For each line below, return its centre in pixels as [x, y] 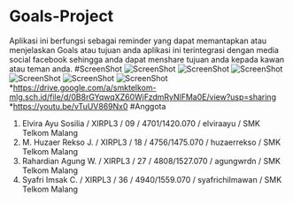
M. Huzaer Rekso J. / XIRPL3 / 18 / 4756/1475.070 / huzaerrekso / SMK [151, 142]
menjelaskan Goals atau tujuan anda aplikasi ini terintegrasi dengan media [144, 49]
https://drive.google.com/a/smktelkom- [85, 87]
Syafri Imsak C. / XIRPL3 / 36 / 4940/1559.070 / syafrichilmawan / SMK [152, 179]
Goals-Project [62, 16]
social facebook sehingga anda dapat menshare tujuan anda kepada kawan [147, 59]
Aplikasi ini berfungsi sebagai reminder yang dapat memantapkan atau [138, 41]
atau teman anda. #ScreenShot [66, 69]
